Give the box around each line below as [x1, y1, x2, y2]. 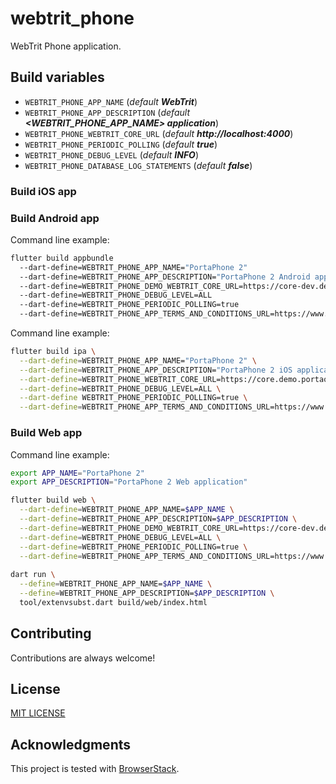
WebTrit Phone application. [10, 40, 122, 52]
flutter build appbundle [10, 253, 114, 263]
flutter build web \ [10, 495, 97, 506]
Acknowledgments [10, 736, 132, 753]
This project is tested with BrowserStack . [10, 763, 180, 775]
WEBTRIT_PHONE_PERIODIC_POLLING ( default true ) [24, 138, 218, 150]
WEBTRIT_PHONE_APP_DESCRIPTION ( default [24, 106, 190, 118]
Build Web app [10, 426, 83, 440]
